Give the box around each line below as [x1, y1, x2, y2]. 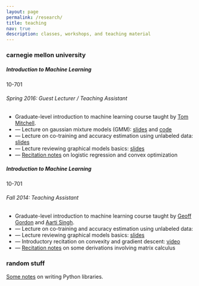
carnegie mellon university [6, 51, 86, 59]
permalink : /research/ [6, 14, 63, 20]
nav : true [6, 25, 31, 32]
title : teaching [6, 20, 47, 26]
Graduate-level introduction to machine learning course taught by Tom [14, 113, 189, 121]
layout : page [6, 8, 39, 15]
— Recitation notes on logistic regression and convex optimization [14, 151, 178, 159]
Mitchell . [14, 119, 36, 127]
